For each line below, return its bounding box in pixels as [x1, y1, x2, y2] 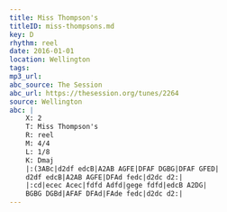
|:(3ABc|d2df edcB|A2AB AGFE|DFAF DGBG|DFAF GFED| [25, 164, 220, 173]
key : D [9, 30, 34, 39]
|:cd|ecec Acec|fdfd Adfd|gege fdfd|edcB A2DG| [25, 181, 207, 190]
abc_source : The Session [9, 80, 103, 89]
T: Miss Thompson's [25, 123, 99, 132]
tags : [9, 64, 30, 73]
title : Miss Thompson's [9, 13, 99, 23]
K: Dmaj [25, 155, 54, 165]
